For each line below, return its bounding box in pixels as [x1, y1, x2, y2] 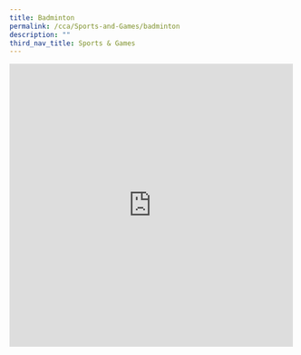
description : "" [9, 30, 71, 39]
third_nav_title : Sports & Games [9, 38, 136, 48]
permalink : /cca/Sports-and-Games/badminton [9, 22, 180, 31]
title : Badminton [9, 13, 75, 23]
